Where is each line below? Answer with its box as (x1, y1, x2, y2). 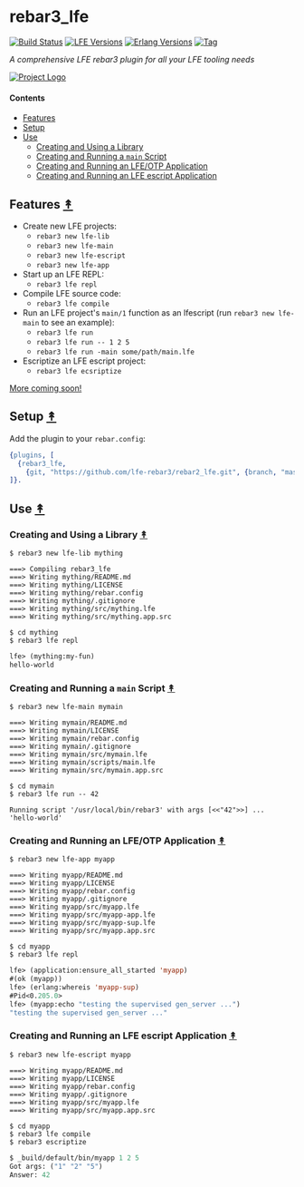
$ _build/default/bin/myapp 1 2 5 (9, 1153, 140, 1163)
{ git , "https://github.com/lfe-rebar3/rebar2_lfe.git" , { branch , (25, 467, 278, 477)
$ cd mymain (9, 782, 54, 791)
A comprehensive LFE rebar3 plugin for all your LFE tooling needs (9, 54, 255, 64)
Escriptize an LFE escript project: (22, 355, 147, 366)
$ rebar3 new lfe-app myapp (9, 855, 116, 864)
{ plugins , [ (9, 451, 54, 460)
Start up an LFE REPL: (22, 268, 105, 279)
